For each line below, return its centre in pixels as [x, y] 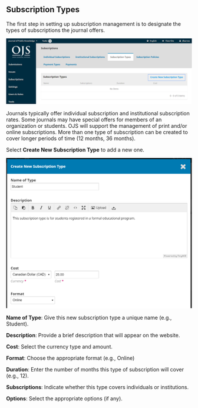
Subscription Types [43, 10]
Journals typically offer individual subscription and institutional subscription [98, 114]
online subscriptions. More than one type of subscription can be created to [97, 132]
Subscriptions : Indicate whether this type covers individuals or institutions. [98, 387]
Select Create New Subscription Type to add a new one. [75, 150]
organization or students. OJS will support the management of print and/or [97, 126]
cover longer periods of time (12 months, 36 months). [71, 138]
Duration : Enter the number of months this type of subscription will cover [95, 370]
